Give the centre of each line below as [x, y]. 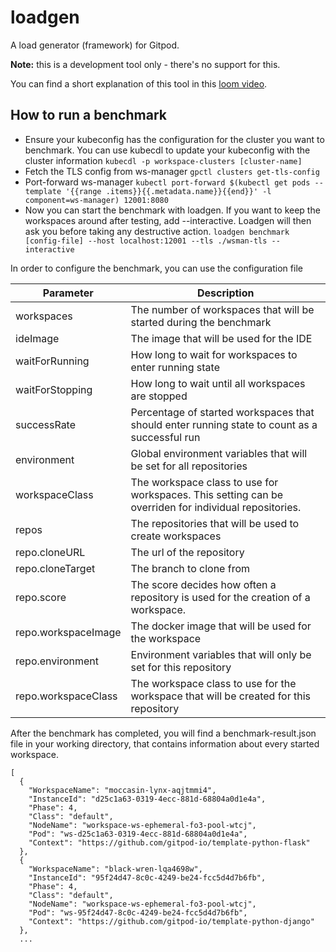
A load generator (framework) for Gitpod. [95, 45]
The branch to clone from [190, 568]
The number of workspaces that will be [222, 309]
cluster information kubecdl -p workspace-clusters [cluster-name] [163, 160]
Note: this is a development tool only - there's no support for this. [145, 64]
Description [226, 293]
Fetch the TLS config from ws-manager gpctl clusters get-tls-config [172, 171]
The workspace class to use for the [213, 683]
